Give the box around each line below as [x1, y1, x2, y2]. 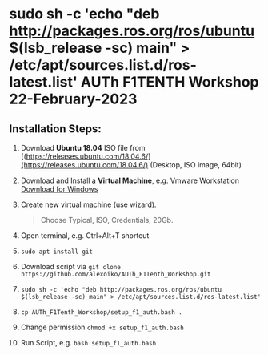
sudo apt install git [20, 248, 93, 256]
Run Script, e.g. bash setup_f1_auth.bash [20, 338, 157, 347]
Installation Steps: [9, 122, 102, 135]
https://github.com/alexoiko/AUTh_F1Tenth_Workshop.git [20, 270, 211, 278]
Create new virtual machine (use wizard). [20, 200, 157, 209]
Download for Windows [20, 184, 98, 193]
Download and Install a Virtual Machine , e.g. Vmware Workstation [20, 175, 239, 185]
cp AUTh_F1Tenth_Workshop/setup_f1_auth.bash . [20, 309, 182, 317]
